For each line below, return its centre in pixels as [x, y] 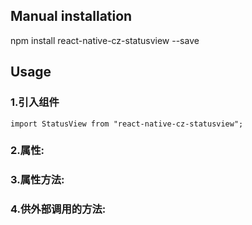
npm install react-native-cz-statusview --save [105, 40]
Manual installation [71, 16]
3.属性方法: [37, 180]
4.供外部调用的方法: [58, 209]
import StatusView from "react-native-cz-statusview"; [127, 124]
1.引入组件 [35, 102]
